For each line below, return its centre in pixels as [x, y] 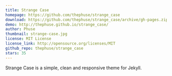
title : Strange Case [27, 10]
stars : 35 [16, 53]
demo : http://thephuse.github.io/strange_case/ [57, 24]
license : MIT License [28, 39]
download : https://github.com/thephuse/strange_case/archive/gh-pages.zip [87, 20]
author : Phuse [20, 29]
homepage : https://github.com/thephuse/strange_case [63, 15]
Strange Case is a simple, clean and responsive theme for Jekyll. [73, 68]
